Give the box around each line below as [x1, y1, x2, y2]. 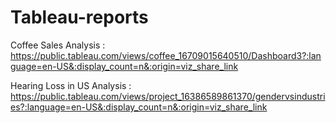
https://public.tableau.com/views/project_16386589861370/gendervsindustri [10, 90, 326, 102]
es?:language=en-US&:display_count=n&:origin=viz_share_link [10, 101, 268, 113]
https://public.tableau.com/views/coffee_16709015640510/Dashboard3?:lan [10, 49, 322, 61]
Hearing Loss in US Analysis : [10, 79, 132, 91]
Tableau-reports [10, 6, 149, 29]
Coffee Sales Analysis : [10, 39, 106, 51]
